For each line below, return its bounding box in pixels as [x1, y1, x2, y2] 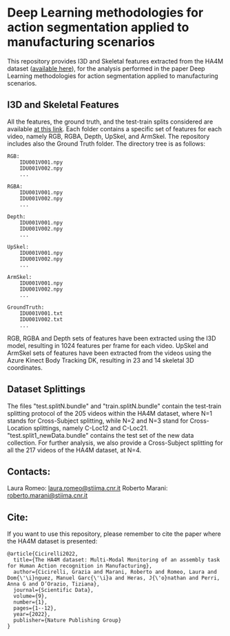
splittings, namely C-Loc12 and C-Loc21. [33, 423, 148, 432]
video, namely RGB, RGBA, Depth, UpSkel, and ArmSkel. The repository [7, 132, 210, 140]
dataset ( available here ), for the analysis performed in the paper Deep [7, 64, 205, 73]
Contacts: [7, 465, 51, 477]
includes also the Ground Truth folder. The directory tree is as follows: [7, 139, 205, 148]
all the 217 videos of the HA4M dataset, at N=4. [7, 445, 142, 454]
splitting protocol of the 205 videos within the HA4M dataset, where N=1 [7, 409, 212, 417]
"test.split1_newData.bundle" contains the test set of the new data [7, 431, 194, 439]
